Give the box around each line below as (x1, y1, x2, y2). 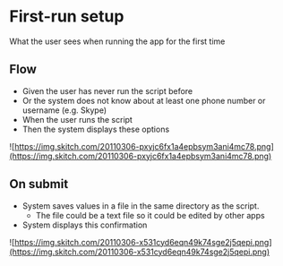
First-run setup (9, 6, 124, 27)
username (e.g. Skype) (21, 105, 107, 116)
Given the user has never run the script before (21, 85, 193, 96)
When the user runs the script (21, 114, 133, 124)
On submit (9, 176, 69, 192)
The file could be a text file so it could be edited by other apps (35, 210, 266, 220)
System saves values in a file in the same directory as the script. (21, 200, 260, 211)
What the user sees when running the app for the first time (9, 36, 226, 47)
